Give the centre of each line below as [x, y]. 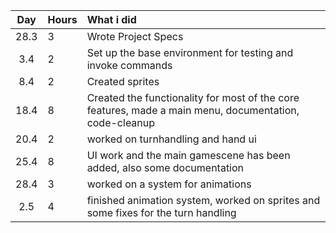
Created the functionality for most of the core [193, 97]
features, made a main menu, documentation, [193, 110]
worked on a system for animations [169, 184]
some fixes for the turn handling [161, 212]
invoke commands [129, 65]
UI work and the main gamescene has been [188, 155]
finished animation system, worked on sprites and [203, 200]
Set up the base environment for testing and [190, 52]
